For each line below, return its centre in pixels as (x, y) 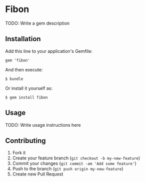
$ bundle (14, 79)
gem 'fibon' (17, 60)
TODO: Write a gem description (37, 23)
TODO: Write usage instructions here (43, 125)
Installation (23, 39)
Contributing (25, 141)
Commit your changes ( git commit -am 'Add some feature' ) (74, 163)
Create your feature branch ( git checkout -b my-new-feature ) (76, 158)
